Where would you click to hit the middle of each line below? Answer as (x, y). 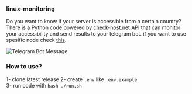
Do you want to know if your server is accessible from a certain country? (94, 22)
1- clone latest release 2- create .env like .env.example (72, 79)
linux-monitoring (31, 9)
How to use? (24, 67)
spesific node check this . (36, 40)
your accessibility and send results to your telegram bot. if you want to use (96, 34)
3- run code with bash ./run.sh (44, 85)
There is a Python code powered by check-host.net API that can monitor (93, 27)
